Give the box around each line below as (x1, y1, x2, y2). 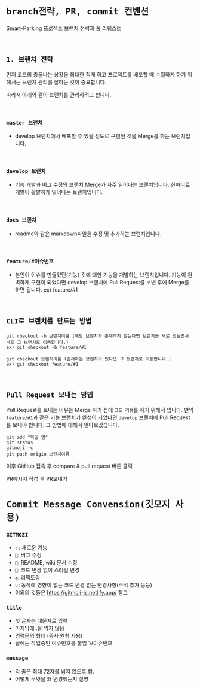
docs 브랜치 (6, 217, 37, 223)
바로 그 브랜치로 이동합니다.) (6, 339, 69, 345)
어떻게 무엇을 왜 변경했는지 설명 (14, 675, 88, 683)
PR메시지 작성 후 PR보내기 (6, 475, 67, 482)
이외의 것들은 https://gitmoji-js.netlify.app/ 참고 (14, 589, 128, 596)
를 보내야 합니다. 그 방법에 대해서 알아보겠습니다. (6, 421, 119, 428)
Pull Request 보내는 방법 (6, 390, 94, 399)
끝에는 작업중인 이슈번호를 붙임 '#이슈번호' (14, 639, 115, 647)
